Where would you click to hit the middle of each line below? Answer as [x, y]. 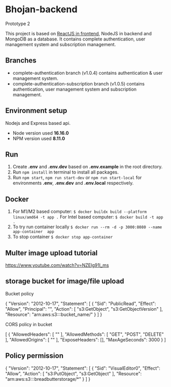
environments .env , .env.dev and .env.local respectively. [73, 183]
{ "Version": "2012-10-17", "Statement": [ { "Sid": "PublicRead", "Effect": [81, 304]
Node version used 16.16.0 [41, 133]
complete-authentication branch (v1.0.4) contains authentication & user [88, 73]
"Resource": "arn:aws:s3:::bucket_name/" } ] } [54, 314]
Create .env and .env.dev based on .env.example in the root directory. [88, 167]
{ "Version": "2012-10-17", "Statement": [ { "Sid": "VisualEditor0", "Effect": [83, 368]
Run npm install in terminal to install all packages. [66, 172]
